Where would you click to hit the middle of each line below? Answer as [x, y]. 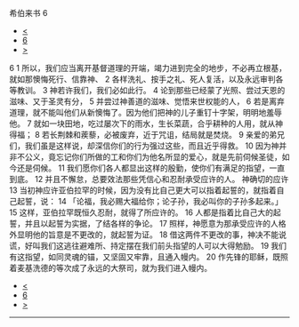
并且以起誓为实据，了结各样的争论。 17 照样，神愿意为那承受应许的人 [151, 223]
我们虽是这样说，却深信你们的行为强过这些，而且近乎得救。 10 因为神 [152, 146]
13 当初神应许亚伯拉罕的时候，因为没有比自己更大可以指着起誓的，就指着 [143, 190]
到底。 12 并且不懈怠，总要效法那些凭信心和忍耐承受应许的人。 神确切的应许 [149, 179]
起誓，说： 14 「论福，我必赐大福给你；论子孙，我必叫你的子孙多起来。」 [149, 201]
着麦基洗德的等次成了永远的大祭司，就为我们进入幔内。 [110, 268]
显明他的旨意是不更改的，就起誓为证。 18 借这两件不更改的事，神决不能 [148, 235]
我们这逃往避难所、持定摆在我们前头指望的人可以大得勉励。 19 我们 [163, 246]
